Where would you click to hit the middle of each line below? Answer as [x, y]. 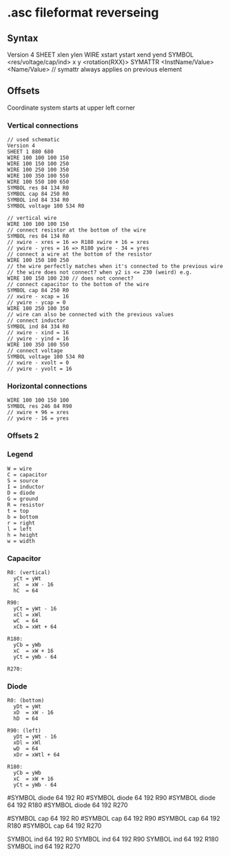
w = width [21, 541]
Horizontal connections [47, 386]
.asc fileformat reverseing [83, 13]
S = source [23, 480]
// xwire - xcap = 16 [38, 297]
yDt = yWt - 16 [35, 737]
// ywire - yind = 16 [38, 339]
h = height [23, 535]
